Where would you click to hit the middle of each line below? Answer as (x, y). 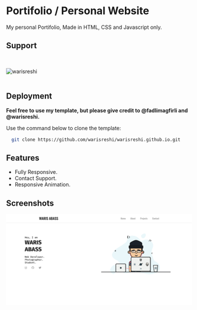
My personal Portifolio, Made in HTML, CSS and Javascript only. (84, 27)
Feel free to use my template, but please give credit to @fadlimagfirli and (97, 110)
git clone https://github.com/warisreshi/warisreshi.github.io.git (96, 140)
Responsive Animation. (42, 184)
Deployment (29, 96)
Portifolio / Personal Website (78, 11)
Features (23, 158)
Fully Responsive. (36, 172)
